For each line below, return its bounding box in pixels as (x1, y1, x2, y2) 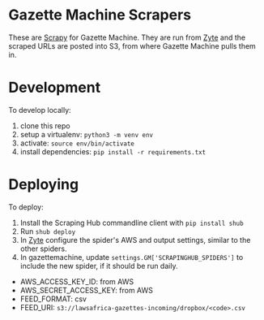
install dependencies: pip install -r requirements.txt (19, 146, 207, 156)
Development (8, 79, 101, 97)
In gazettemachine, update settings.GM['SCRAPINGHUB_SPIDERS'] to (19, 252, 244, 262)
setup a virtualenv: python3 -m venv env (19, 129, 154, 139)
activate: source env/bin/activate (19, 138, 135, 148)
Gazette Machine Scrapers (8, 6, 192, 24)
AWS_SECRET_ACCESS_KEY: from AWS (19, 285, 154, 295)
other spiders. (19, 244, 67, 253)
